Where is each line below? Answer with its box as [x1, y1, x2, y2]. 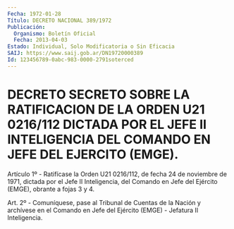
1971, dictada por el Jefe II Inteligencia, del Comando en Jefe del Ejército [7, 177, 218, 185]
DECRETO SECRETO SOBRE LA [7, 86, 190, 102]
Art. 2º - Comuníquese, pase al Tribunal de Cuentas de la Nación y [7, 198, 201, 206]
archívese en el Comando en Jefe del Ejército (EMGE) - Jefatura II [7, 206, 199, 214]
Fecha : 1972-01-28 [7, 10, 61, 18]
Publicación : [7, 23, 46, 30]
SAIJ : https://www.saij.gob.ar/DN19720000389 [7, 50, 143, 57]
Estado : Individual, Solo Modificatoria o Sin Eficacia [7, 43, 175, 50]
